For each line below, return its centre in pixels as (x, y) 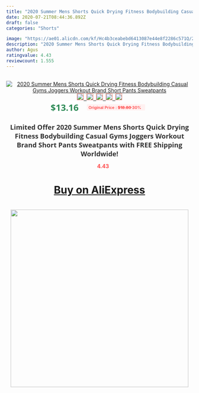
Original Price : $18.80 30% (115, 107)
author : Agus (22, 50)
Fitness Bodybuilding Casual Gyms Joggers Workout (99, 136)
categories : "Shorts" (33, 28)
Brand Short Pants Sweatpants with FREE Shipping (99, 145)
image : (14, 39)
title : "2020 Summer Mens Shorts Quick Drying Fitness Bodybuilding (92, 12)
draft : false (22, 22)
